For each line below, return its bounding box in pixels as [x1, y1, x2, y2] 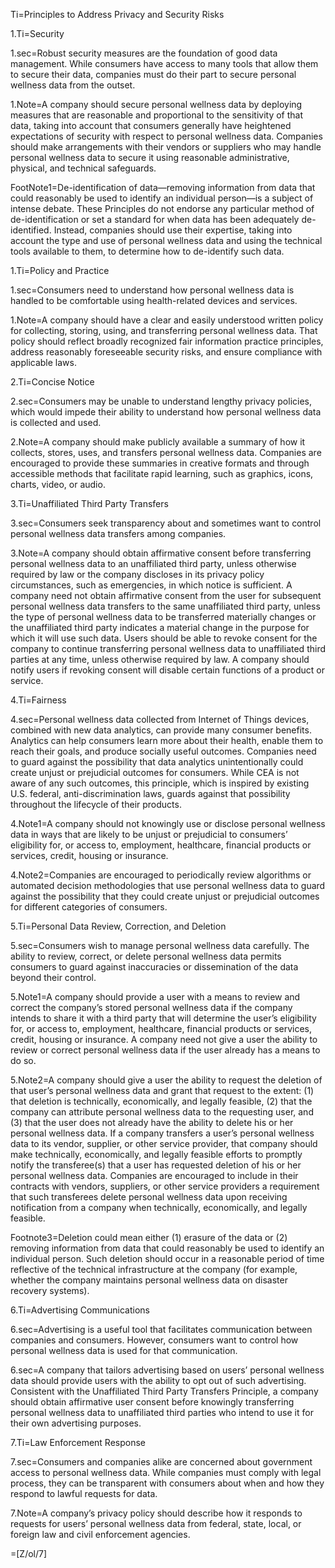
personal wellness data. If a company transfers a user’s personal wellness [10, 1127, 315, 1139]
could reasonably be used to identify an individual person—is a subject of [10, 192, 314, 204]
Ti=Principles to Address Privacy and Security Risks [10, 9, 225, 20]
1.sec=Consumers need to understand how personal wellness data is [10, 284, 295, 296]
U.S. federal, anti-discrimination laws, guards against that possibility [10, 788, 291, 799]
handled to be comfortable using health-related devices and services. [10, 295, 298, 306]
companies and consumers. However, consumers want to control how [10, 1334, 299, 1346]
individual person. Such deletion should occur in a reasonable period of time [10, 1253, 325, 1264]
